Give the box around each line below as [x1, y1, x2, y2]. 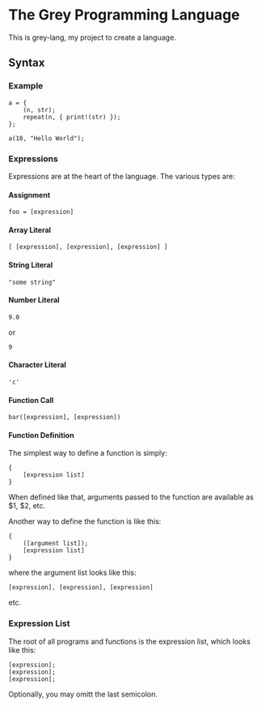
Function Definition [8, 430, 74, 439]
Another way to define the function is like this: [8, 516, 162, 526]
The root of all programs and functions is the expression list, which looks [8, 636, 251, 646]
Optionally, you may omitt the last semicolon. [8, 689, 158, 699]
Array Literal [8, 225, 51, 234]
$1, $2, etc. [8, 501, 46, 511]
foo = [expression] [8, 208, 74, 216]
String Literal [8, 259, 53, 269]
